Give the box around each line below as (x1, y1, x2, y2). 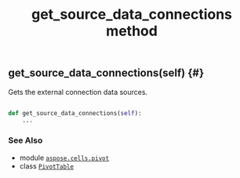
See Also (8, 135, 43, 146)
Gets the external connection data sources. (8, 87, 147, 96)
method (105, 22, 158, 40)
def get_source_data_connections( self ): (8, 109, 143, 117)
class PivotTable (19, 161, 75, 170)
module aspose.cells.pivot (19, 153, 110, 162)
